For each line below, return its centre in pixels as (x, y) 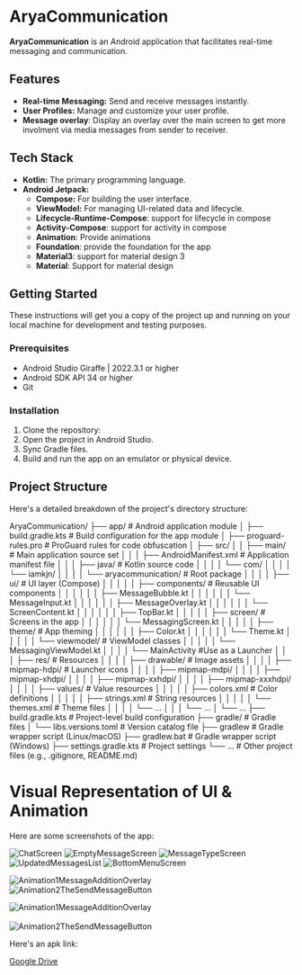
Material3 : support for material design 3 (110, 256)
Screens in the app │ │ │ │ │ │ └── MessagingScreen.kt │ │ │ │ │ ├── (142, 622)
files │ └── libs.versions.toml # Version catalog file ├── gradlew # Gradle (147, 727)
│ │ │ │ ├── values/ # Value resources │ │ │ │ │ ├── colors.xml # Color (144, 688)
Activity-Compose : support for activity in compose (131, 228)
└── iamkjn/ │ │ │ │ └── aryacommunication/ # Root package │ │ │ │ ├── (149, 574)
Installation (35, 410)
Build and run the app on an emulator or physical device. (127, 458)
